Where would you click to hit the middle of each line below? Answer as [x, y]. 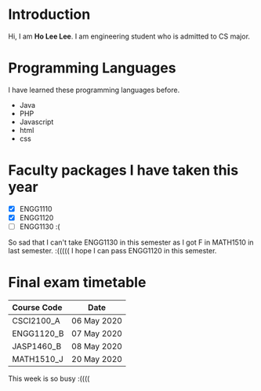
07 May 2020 [97, 334]
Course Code [37, 307]
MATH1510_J [38, 359]
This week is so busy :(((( [49, 378]
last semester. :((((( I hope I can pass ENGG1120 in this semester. [112, 251]
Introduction [49, 15]
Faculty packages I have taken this [123, 170]
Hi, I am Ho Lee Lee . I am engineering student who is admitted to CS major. [129, 36]
